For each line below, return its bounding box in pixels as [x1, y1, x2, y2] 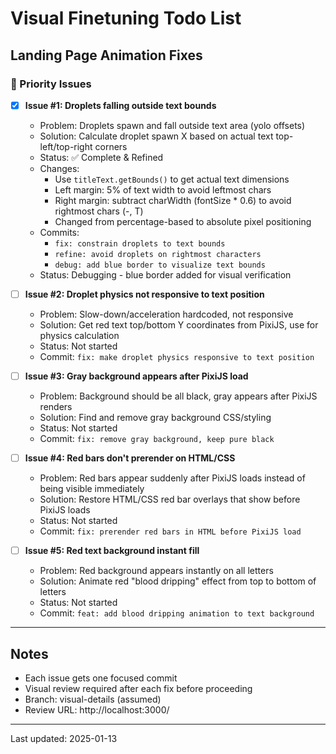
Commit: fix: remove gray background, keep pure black [39, 433, 275, 445]
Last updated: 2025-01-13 [10, 733, 118, 744]
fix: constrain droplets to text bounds [54, 238, 226, 249]
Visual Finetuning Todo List [10, 7, 242, 30]
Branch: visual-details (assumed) [24, 693, 162, 705]
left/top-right [39, 140, 93, 152]
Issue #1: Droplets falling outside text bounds [24, 99, 217, 111]
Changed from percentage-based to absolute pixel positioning [54, 215, 312, 227]
